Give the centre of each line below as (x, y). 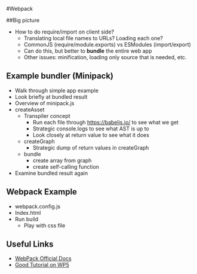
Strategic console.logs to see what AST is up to (91, 129)
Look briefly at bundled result (51, 97)
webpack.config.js (38, 206)
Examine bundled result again (51, 173)
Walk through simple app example (56, 90)
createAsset (30, 109)
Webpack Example (42, 192)
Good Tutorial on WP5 (42, 265)
